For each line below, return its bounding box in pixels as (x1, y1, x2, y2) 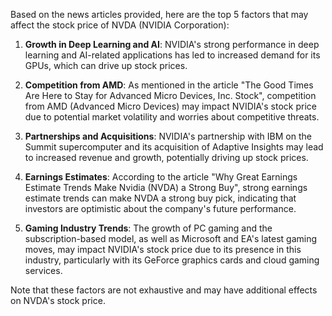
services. (24, 265, 63, 276)
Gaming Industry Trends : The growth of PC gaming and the (24, 222, 273, 234)
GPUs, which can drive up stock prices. (24, 60, 188, 71)
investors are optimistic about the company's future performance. (24, 203, 297, 214)
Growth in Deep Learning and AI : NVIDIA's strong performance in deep (24, 39, 320, 50)
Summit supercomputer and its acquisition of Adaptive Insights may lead (24, 141, 324, 153)
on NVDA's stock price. (10, 295, 106, 306)
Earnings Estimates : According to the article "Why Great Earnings (24, 171, 298, 183)
